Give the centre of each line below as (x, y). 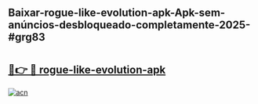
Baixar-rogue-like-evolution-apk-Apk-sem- (117, 13)
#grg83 (27, 37)
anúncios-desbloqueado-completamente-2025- (129, 25)
